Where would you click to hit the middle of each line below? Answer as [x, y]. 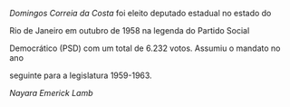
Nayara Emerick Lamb [51, 93]
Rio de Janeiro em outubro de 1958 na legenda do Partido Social [130, 30]
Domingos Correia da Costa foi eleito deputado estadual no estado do [140, 13]
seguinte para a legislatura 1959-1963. [81, 75]
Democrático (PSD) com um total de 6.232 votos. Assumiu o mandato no [145, 48]
